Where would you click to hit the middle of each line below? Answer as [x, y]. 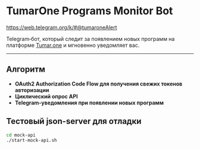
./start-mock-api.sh [32, 141]
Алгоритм [26, 69]
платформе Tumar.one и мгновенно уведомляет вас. [73, 45]
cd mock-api [21, 135]
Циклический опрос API [46, 96]
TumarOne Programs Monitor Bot [90, 11]
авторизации [32, 90]
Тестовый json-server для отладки [74, 121]
